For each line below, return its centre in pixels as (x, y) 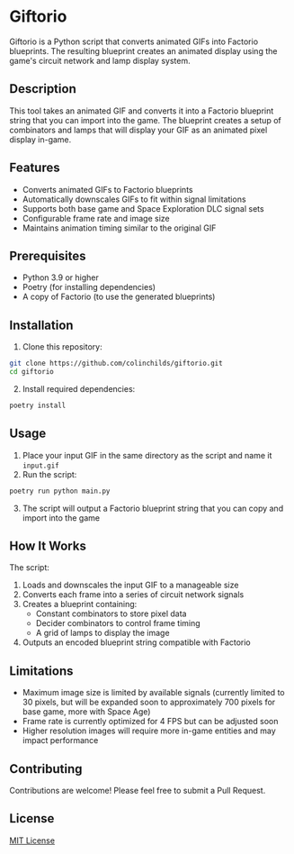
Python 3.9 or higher (60, 277)
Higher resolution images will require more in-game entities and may (149, 731)
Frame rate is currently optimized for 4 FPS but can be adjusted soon (150, 722)
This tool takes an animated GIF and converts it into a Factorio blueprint (142, 111)
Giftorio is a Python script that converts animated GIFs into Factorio (134, 41)
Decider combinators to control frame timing (118, 623)
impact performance (60, 740)
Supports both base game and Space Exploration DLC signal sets (143, 208)
